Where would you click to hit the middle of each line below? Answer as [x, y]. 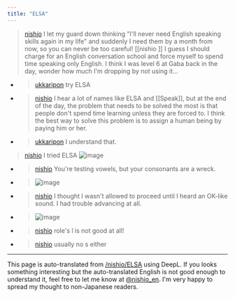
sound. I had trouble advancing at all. [88, 203]
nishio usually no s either [71, 244]
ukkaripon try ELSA [63, 84]
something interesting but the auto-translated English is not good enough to [116, 271]
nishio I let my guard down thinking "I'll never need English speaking [123, 34]
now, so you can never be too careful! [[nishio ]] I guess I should [117, 48]
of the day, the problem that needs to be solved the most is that [126, 105]
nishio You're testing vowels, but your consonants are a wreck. [125, 168]
